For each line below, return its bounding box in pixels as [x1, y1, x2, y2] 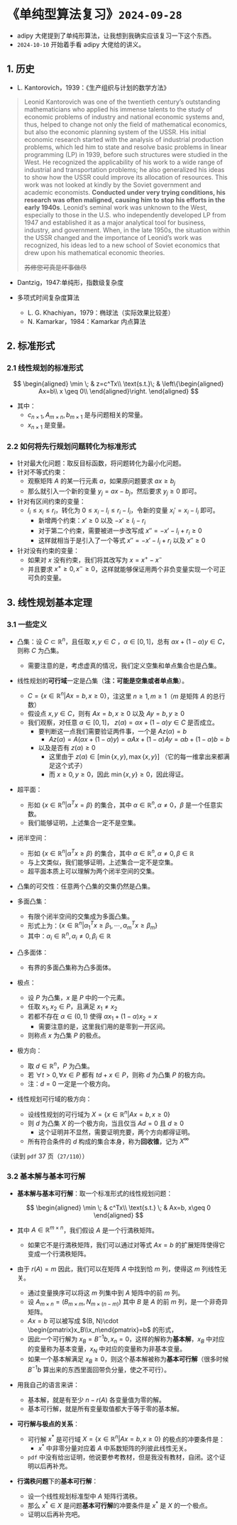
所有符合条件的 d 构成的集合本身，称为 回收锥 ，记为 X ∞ [27, 1136, 189, 1146]
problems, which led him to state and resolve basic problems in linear [23, 143, 227, 151]
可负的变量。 [27, 573, 65, 582]
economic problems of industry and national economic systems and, [23, 112, 225, 121]
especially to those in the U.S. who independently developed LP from [23, 210, 226, 219]
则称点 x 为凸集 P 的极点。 [27, 1031, 104, 1040]
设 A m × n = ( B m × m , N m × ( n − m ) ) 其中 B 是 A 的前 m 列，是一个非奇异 [27, 1298, 228, 1308]
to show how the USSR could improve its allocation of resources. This [23, 173, 228, 181]
